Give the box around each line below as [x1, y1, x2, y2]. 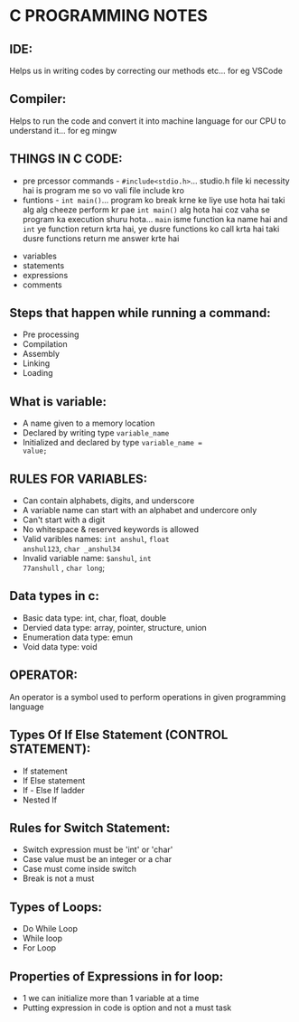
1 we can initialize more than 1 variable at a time [22, 992, 200, 1003]
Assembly [22, 349, 61, 360]
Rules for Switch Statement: [9, 820, 171, 836]
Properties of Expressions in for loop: [9, 969, 224, 984]
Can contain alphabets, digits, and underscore [22, 495, 195, 506]
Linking [22, 358, 51, 369]
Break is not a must [22, 873, 95, 884]
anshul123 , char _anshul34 [22, 543, 121, 554]
